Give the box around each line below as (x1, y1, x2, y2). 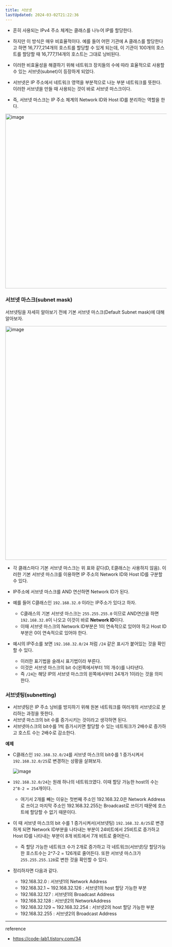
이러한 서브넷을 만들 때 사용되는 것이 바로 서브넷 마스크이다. (12, 85, 132, 92)
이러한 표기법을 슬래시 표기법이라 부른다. (20, 658, 101, 664)
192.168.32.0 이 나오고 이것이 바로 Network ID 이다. (20, 616, 124, 623)
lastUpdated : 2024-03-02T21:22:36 (5, 12, 79, 17)
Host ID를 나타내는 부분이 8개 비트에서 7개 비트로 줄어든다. (12, 833, 131, 839)
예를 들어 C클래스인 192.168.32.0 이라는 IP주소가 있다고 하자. (12, 599, 137, 606)
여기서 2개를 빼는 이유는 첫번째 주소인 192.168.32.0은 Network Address (20, 796, 165, 803)
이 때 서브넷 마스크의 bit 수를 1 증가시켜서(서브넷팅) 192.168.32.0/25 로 (12, 820, 155, 826)
